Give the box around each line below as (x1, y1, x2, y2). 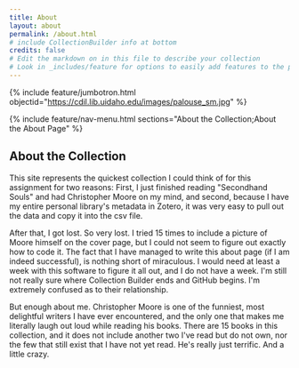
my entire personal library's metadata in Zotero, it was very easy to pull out (9, 201, 285, 212)
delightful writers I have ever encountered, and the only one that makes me (9, 310, 285, 321)
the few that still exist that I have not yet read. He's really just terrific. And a (9, 339, 285, 349)
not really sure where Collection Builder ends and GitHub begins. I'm (9, 275, 261, 285)
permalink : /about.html (9, 29, 98, 38)
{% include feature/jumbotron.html (9, 86, 136, 98)
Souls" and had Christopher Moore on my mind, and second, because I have (9, 191, 289, 202)
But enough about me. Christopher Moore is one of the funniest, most (9, 301, 265, 312)
